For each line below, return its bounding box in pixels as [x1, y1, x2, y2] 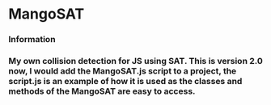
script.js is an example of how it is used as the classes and [8, 76, 243, 87]
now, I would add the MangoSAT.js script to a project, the [8, 65, 237, 77]
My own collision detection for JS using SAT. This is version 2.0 [8, 56, 263, 67]
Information [8, 34, 56, 45]
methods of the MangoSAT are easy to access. [8, 86, 196, 97]
